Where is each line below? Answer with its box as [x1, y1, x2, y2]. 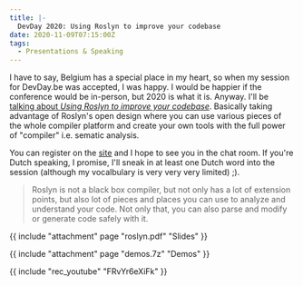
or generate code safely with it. [31, 213, 149, 224]
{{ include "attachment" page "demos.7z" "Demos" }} [9, 249, 210, 260]
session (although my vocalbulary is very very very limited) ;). [9, 167, 240, 178]
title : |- [9, 13, 47, 23]
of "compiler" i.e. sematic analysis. [9, 130, 140, 141]
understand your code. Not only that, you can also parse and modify [31, 203, 288, 214]
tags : [9, 38, 30, 48]
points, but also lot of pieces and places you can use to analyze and [31, 194, 286, 205]
